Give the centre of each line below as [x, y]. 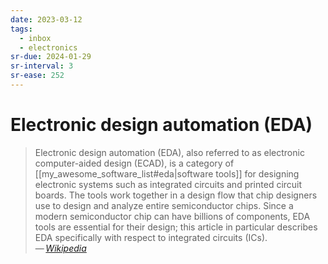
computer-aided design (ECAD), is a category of [134, 163]
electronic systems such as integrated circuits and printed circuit [168, 184]
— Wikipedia [60, 248]
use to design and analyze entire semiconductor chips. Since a [164, 205]
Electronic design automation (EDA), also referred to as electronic [169, 152]
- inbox [35, 38]
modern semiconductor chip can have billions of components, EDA [172, 216]
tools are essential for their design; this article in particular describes [176, 227]
